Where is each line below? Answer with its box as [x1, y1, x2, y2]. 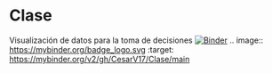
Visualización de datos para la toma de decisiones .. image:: [9, 35, 264, 45]
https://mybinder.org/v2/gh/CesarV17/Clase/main [9, 53, 190, 64]
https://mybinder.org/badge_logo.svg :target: [9, 44, 174, 54]
